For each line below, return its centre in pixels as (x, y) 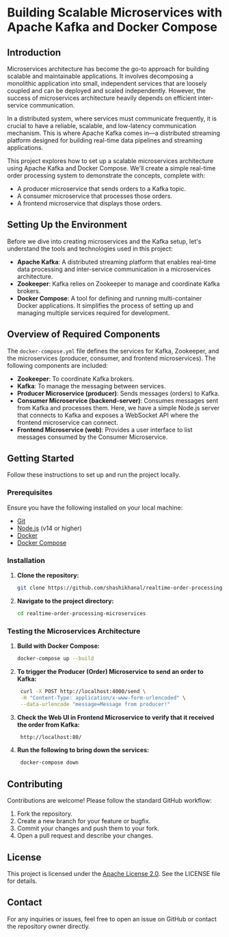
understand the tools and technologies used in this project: (90, 249)
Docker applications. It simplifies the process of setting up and (105, 305)
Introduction (34, 52)
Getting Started (41, 459)
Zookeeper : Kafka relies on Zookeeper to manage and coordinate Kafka (118, 284)
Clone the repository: (48, 575)
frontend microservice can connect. (67, 422)
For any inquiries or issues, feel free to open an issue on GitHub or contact (112, 919)
